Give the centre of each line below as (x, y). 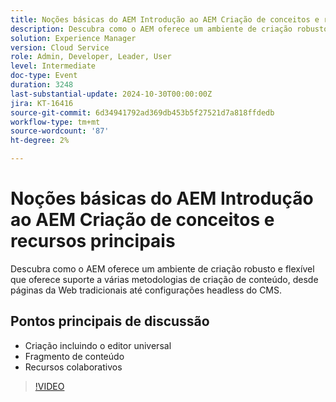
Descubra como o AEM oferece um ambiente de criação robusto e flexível (162, 268)
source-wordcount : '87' (60, 131)
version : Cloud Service (60, 47)
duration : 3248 (42, 85)
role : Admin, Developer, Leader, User (91, 57)
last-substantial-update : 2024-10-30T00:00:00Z (111, 94)
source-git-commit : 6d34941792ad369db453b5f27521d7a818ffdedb (142, 112)
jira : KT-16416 (42, 103)
